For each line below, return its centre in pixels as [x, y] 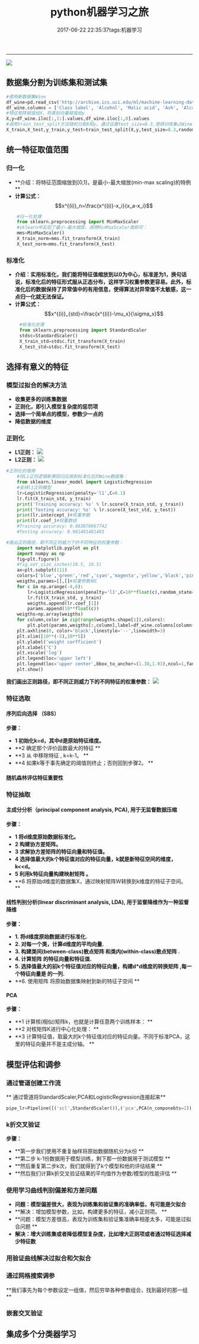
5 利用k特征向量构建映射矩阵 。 [53, 874]
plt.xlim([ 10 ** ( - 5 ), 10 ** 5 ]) [51, 636]
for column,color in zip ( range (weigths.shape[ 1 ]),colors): [91, 620]
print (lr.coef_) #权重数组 [47, 521]
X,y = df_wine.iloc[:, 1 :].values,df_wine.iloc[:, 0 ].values [78, 119]
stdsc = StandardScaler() [49, 336]
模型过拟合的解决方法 [36, 385]
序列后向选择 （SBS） [33, 714]
